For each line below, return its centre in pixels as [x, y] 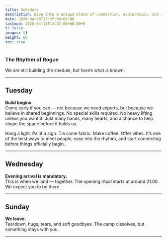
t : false [14, 28]
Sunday [17, 207]
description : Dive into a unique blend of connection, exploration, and [82, 14]
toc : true [15, 42]
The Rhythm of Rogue [32, 59]
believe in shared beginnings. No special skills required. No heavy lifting [79, 113]
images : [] [16, 33]
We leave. [16, 219]
